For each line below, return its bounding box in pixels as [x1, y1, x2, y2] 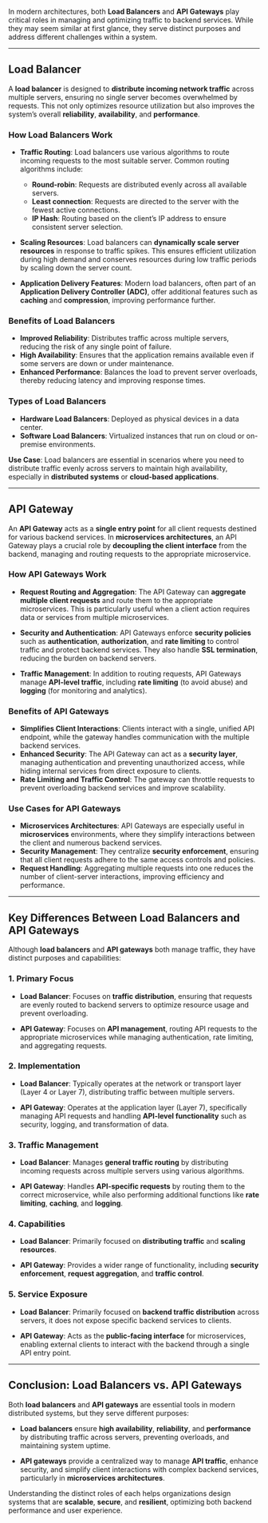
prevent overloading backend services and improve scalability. [19, 783, 226, 793]
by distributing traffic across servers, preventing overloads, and [19, 1432, 230, 1442]
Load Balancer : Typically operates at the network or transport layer [19, 1079, 242, 1088]
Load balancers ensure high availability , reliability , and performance [19, 1423, 251, 1433]
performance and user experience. [8, 1505, 123, 1515]
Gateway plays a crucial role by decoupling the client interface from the [8, 540, 247, 550]
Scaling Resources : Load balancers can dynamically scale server [19, 238, 239, 247]
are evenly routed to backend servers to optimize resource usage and [19, 1000, 250, 1009]
